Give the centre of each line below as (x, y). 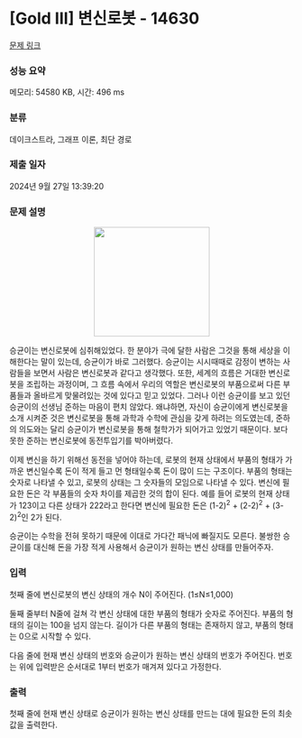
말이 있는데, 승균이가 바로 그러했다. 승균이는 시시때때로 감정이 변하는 (160, 362)
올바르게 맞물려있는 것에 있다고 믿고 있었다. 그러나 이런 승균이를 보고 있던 (162, 396)
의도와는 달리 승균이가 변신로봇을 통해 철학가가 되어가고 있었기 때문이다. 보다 (153, 429)
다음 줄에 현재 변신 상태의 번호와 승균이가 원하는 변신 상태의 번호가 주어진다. (143, 655)
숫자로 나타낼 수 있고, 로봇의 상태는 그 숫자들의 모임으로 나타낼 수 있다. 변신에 (145, 483)
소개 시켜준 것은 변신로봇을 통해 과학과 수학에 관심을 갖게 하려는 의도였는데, (142, 418)
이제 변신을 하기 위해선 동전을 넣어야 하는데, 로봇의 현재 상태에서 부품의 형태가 (146, 460)
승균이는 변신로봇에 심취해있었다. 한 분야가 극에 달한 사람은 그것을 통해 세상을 (145, 351)
